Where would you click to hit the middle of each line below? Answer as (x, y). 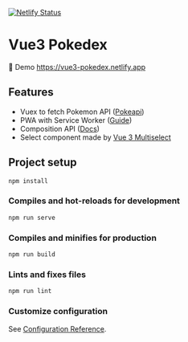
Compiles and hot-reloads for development (94, 201)
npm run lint (30, 291)
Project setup (43, 163)
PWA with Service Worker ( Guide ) (76, 120)
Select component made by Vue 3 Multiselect (95, 137)
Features (31, 92)
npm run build (32, 254)
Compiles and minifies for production (82, 238)
